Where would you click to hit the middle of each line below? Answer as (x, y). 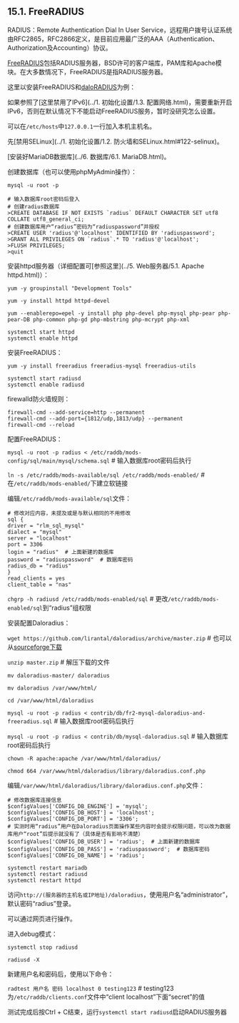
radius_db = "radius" (40, 566)
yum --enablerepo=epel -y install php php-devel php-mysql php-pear (111, 313)
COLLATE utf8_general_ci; (46, 219)
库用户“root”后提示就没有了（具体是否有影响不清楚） (76, 834)
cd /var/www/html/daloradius (51, 700)
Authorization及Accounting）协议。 (60, 47)
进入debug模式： (33, 934)
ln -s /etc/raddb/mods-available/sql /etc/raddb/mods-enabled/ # (106, 475)
